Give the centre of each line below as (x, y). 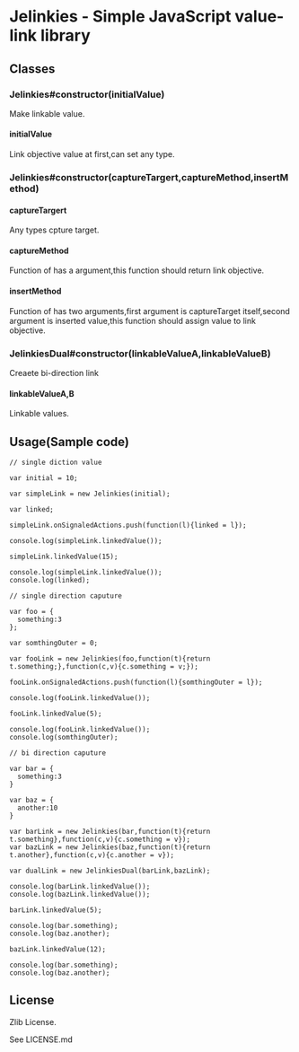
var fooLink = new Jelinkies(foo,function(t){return (110, 658)
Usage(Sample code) (70, 442)
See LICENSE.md (41, 1039)
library (66, 35)
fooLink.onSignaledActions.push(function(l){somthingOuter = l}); (136, 682)
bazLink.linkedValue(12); (57, 949)
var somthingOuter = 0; (54, 643)
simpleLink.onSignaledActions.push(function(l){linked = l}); (128, 525)
